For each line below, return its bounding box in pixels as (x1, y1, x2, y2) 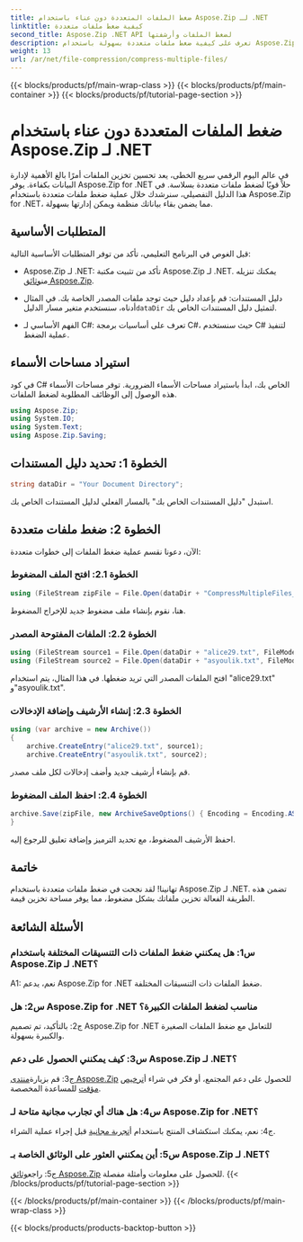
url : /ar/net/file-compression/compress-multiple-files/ (10, 55, 228, 64)
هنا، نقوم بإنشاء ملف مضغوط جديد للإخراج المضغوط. (10, 604, 186, 616)
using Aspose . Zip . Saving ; (10, 431, 107, 441)
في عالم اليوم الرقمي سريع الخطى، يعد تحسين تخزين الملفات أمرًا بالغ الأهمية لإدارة (10, 169, 290, 180)
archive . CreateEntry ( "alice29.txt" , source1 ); (26, 741, 204, 751)
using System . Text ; (10, 423, 84, 432)
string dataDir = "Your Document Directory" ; (10, 479, 183, 488)
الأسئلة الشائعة (10, 919, 84, 934)
